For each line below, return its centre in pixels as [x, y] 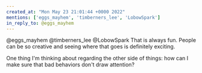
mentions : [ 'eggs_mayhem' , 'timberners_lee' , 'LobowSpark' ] [84, 17]
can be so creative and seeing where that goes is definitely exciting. [91, 46]
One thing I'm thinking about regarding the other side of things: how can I [97, 59]
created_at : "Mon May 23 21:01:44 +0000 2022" [66, 12]
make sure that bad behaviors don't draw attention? [70, 65]
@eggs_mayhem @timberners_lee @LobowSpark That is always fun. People [101, 40]
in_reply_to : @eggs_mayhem [40, 23]
